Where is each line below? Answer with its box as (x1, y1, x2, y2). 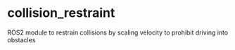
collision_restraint (7, 5, 115, 21)
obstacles (7, 35, 36, 44)
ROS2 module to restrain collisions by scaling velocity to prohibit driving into (7, 28, 229, 37)
